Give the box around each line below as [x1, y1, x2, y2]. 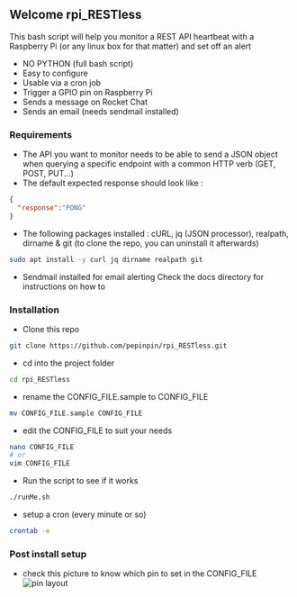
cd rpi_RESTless [9, 375, 70, 384]
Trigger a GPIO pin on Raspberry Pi [22, 86, 153, 97]
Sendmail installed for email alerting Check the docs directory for [22, 271, 264, 282]
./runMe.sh [9, 493, 50, 502]
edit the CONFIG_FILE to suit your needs [22, 425, 173, 436]
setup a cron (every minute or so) [22, 509, 147, 520]
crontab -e [9, 527, 50, 536]
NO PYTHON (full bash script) [22, 58, 134, 68]
